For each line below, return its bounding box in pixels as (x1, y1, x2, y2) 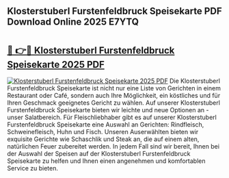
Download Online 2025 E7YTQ (7, 16, 139, 28)
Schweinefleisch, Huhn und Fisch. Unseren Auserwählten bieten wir (7, 128, 199, 136)
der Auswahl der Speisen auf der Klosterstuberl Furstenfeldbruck (7, 150, 191, 157)
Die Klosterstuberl (170, 77, 221, 85)
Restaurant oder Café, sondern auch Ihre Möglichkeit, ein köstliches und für (7, 92, 221, 99)
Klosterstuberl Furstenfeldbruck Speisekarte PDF (7, 5, 222, 17)
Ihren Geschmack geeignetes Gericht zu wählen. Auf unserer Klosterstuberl (7, 99, 221, 107)
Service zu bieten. (7, 164, 58, 172)
